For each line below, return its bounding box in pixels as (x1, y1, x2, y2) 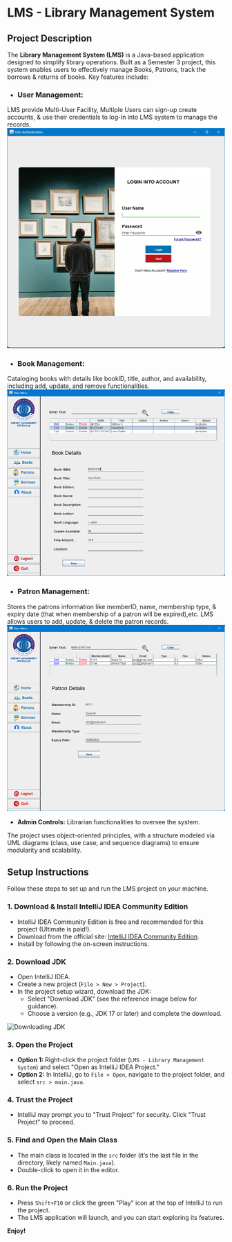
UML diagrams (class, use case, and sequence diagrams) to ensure (7, 839, 200, 847)
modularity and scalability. (7, 846, 82, 855)
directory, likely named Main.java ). (17, 1158, 116, 1167)
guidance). (27, 1001, 59, 1010)
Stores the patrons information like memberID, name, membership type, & (7, 602, 217, 611)
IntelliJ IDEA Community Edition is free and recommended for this (17, 918, 204, 926)
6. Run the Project (7, 1183, 68, 1192)
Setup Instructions (7, 866, 89, 878)
